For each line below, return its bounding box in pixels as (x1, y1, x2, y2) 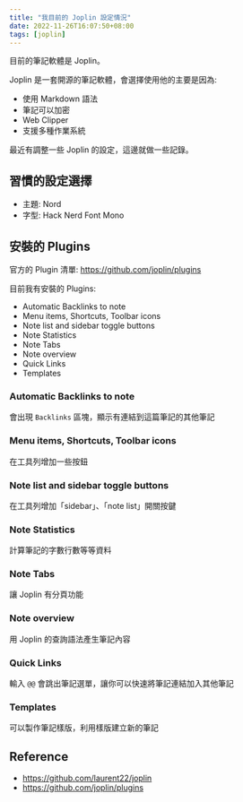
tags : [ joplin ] (9, 30, 66, 39)
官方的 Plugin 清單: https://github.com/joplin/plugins (9, 264, 202, 274)
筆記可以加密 (22, 105, 70, 116)
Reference (9, 749, 69, 764)
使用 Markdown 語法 (22, 93, 99, 104)
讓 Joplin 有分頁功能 (9, 589, 83, 600)
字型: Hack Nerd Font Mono (22, 210, 125, 220)
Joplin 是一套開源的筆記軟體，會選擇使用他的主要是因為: (9, 74, 217, 85)
